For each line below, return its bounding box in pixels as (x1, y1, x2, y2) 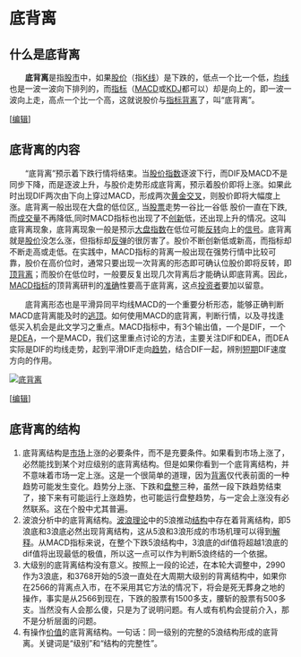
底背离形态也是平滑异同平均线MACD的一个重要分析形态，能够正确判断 (24, 298, 285, 309)
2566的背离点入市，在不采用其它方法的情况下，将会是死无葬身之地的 (30, 582, 286, 592)
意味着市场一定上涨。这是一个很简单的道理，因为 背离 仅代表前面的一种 (30, 470, 289, 480)
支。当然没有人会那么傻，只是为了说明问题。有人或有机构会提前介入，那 (21, 604, 289, 615)
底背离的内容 (9, 143, 81, 158)
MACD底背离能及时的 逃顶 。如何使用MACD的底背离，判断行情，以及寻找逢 (9, 310, 285, 321)
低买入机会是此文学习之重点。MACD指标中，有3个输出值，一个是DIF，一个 (9, 321, 286, 332)
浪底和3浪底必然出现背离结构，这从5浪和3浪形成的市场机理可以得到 (21, 525, 273, 536)
